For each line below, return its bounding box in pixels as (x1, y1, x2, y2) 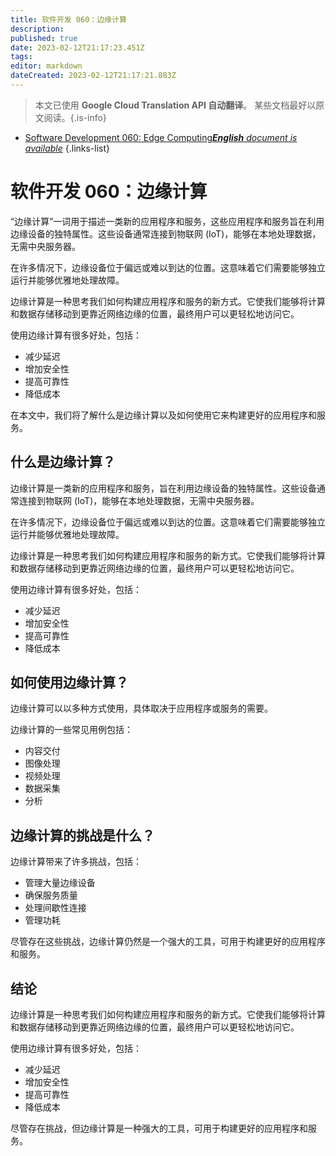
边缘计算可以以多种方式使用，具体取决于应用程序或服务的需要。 (10, 702, 273, 715)
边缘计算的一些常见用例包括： (10, 724, 133, 736)
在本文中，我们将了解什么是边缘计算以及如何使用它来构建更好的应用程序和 (10, 409, 317, 421)
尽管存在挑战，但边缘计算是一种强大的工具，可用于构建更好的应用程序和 (10, 1122, 308, 1135)
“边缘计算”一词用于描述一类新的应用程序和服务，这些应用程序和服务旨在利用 (10, 215, 325, 227)
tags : (10, 52, 33, 62)
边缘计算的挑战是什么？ (10, 827, 155, 844)
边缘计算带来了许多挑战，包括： (10, 856, 142, 868)
